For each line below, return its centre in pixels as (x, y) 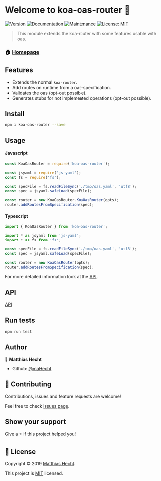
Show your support (36, 421)
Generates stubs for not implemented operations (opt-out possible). (82, 98)
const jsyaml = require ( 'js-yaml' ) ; (43, 173)
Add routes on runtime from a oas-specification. (62, 87)
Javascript (17, 153)
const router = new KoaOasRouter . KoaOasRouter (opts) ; (62, 200)
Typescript (17, 216)
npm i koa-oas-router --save (35, 125)
